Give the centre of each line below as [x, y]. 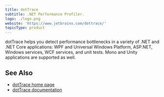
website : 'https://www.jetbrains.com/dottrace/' [56, 23]
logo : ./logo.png [23, 19]
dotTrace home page [33, 84]
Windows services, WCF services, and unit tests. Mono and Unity [71, 52]
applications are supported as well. [41, 57]
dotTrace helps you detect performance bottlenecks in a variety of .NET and [82, 42]
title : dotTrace [22, 10]
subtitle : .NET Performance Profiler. [45, 14]
